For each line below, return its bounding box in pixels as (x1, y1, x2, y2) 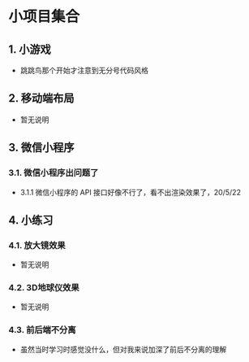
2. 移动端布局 (8, 91, 75, 106)
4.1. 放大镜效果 (8, 239, 67, 251)
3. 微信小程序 (8, 141, 75, 155)
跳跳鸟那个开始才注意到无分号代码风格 (19, 66, 148, 75)
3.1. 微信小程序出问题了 (8, 168, 99, 179)
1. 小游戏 (8, 42, 51, 56)
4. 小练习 (8, 213, 54, 227)
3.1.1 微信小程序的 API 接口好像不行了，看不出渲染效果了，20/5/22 (19, 187, 242, 197)
